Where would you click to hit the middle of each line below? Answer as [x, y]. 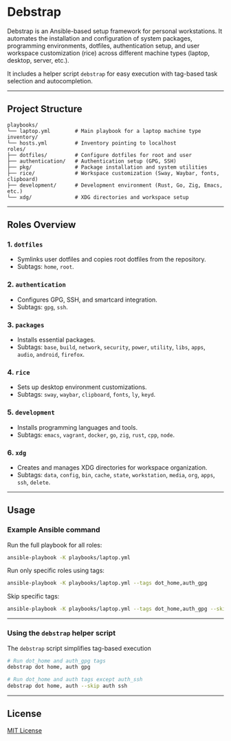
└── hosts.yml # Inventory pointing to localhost [92, 143]
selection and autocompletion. [50, 81]
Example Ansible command [54, 530]
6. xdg [17, 452]
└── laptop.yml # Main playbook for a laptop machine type [104, 131]
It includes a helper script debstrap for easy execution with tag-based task [112, 74]
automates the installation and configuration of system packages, [100, 38]
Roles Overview [42, 225]
